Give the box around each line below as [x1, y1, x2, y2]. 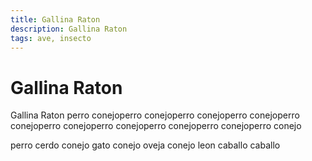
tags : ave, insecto [10, 33, 92, 43]
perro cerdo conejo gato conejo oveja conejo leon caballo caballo [10, 139, 281, 151]
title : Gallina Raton [10, 14, 101, 25]
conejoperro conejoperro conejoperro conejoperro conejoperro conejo [10, 120, 302, 132]
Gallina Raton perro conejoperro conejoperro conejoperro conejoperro [10, 109, 300, 121]
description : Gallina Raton [10, 24, 128, 34]
